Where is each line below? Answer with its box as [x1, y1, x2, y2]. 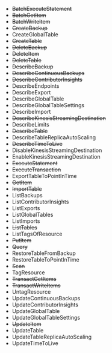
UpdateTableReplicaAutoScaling [11, 333, 92, 340]
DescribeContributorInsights [11, 76, 82, 83]
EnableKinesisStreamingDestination [11, 153, 101, 160]
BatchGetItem [11, 12, 46, 19]
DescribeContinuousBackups [11, 70, 85, 76]
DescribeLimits [11, 121, 49, 128]
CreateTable [11, 38, 42, 44]
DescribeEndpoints [11, 82, 60, 90]
